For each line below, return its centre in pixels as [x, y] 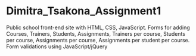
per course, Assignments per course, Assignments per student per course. [98, 40]
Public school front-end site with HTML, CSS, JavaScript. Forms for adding [98, 27]
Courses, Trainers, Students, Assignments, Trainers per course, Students [96, 33]
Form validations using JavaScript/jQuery [57, 46]
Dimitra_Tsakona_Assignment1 [84, 11]
